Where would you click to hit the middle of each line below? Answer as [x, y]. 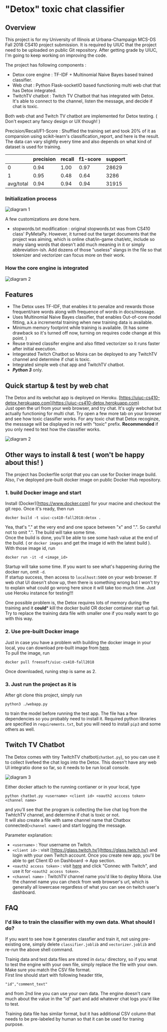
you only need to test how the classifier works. [53, 430]
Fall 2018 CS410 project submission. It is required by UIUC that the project [81, 45]
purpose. [14, 1025]
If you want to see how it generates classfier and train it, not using [73, 939]
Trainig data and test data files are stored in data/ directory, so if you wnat [81, 959]
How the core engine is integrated [47, 268]
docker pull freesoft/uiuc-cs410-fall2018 [50, 662]
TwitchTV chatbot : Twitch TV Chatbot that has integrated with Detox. [83, 96]
